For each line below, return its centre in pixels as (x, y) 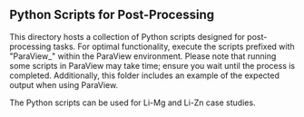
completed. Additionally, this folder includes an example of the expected (144, 75)
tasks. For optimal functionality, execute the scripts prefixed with (174, 46)
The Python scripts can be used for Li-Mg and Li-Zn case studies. (132, 102)
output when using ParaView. (64, 84)
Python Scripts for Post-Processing (112, 15)
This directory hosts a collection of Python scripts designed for (127, 36)
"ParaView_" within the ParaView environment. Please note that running (143, 56)
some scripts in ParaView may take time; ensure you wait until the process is (152, 65)
